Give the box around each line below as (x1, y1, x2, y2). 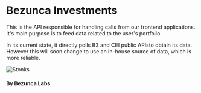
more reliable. (6, 54, 40, 61)
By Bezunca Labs (6, 79, 51, 87)
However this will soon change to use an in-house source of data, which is (6, 47, 192, 55)
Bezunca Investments (6, 4, 118, 17)
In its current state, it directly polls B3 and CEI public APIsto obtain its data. (6, 41, 192, 49)
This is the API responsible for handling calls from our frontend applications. (6, 23, 196, 31)
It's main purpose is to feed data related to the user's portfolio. (6, 29, 162, 37)
